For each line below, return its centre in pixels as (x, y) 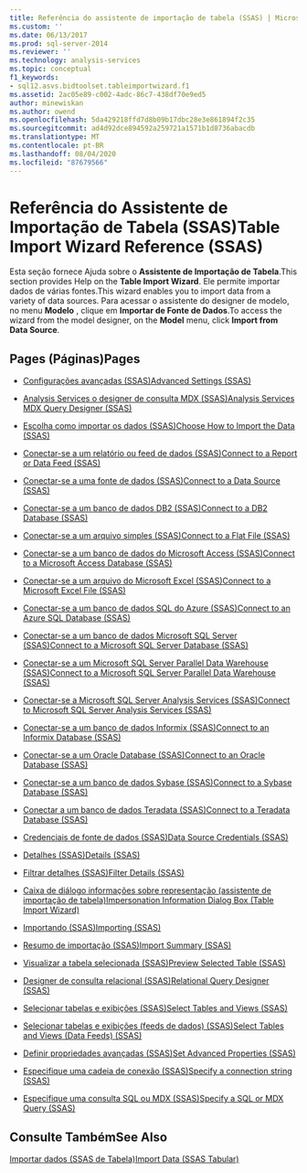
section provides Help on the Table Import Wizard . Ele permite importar (145, 282)
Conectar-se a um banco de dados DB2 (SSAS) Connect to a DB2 (145, 508)
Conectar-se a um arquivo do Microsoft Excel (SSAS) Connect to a (147, 581)
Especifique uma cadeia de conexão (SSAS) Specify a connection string (157, 1072)
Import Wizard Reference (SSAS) (136, 246)
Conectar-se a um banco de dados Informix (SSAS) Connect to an (146, 728)
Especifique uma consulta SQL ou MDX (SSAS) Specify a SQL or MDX (153, 1099)
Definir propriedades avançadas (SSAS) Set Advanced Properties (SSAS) (159, 1053)
